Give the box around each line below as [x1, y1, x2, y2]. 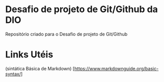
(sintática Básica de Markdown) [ [5, 65, 75, 71]
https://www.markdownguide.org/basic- [74, 65, 159, 71]
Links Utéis [5, 49, 53, 60]
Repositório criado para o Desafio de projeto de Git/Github [5, 31, 128, 37]
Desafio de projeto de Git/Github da [5, 4, 158, 15]
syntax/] [5, 71, 23, 77]
